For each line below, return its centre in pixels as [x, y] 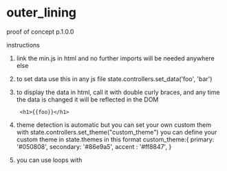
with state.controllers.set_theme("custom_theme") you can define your [117, 132]
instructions [23, 45]
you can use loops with [49, 160]
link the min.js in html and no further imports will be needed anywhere [115, 58]
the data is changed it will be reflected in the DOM [87, 99]
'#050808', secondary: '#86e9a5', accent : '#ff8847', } [94, 146]
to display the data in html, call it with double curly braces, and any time [118, 92]
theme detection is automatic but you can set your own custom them [113, 124]
